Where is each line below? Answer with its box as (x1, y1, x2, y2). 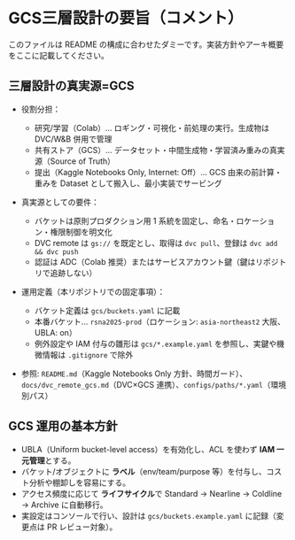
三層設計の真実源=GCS (8, 79, 135, 94)
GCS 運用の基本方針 (8, 419, 119, 434)
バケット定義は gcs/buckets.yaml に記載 (34, 305, 181, 315)
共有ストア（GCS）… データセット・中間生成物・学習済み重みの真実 (34, 144, 285, 155)
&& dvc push (34, 247, 79, 257)
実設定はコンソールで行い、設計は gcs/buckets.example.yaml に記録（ (20, 510, 276, 521)
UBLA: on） (34, 327, 77, 337)
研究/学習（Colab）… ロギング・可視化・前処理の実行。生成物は (34, 122, 270, 133)
